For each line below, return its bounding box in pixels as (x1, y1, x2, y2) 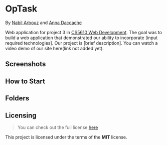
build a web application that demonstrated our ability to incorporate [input (5, 35, 158, 41)
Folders (5, 94, 30, 103)
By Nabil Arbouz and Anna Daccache (5, 20, 82, 26)
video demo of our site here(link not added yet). (5, 45, 104, 51)
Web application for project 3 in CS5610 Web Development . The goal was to (5, 29, 162, 35)
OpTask (5, 3, 38, 15)
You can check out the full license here (17, 124, 98, 130)
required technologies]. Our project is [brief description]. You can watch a (5, 40, 158, 46)
